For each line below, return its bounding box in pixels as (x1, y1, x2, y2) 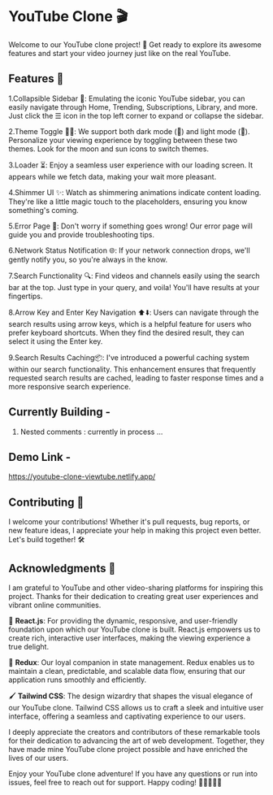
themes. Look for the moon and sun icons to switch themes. (8, 144, 210, 154)
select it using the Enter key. (8, 336, 103, 346)
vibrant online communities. (8, 600, 102, 610)
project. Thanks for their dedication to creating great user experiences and (8, 592, 258, 601)
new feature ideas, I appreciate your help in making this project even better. (8, 526, 262, 536)
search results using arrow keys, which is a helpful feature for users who (8, 319, 252, 328)
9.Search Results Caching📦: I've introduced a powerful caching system (8, 352, 249, 363)
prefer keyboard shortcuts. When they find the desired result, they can (8, 328, 245, 337)
